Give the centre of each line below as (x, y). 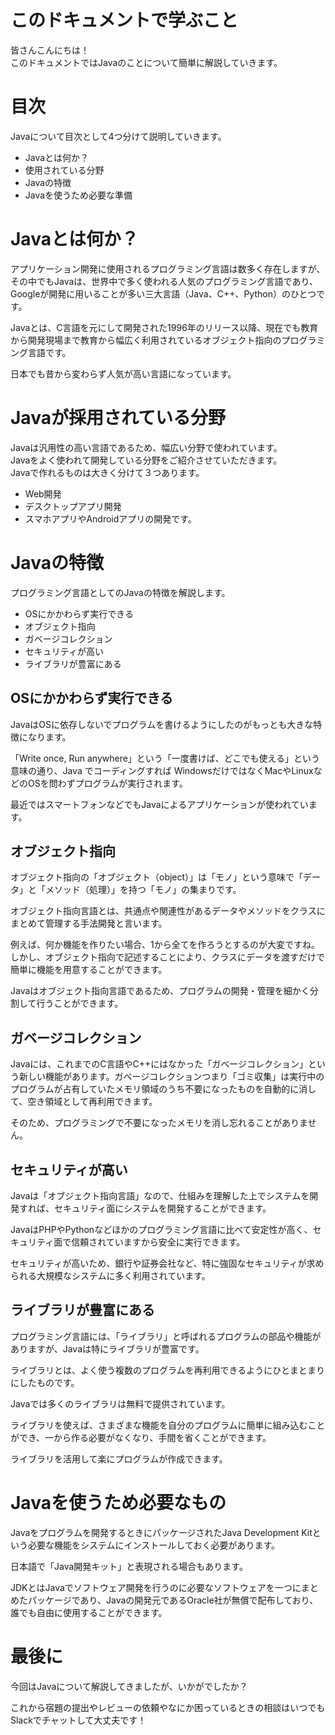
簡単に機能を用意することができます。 (89, 970)
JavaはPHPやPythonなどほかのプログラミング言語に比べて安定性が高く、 (161, 1229)
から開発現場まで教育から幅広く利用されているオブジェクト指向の (146, 340)
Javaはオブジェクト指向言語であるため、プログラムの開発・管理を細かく (160, 991)
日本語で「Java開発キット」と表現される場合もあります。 (129, 1566)
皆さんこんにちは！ (50, 50)
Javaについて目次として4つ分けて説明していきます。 (118, 136)
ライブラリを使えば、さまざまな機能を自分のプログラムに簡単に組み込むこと (168, 1425)
